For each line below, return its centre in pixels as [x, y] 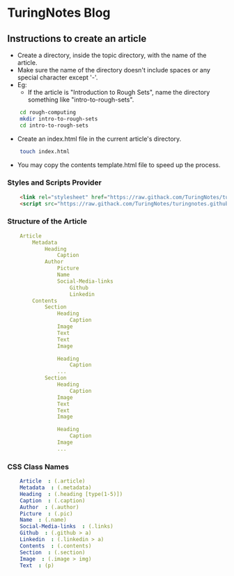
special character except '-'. [57, 77]
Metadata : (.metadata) [56, 488]
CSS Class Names [38, 467]
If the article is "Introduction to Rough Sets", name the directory [119, 92]
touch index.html [45, 151]
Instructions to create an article [77, 39]
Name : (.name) [44, 520]
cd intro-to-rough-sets [54, 125]
